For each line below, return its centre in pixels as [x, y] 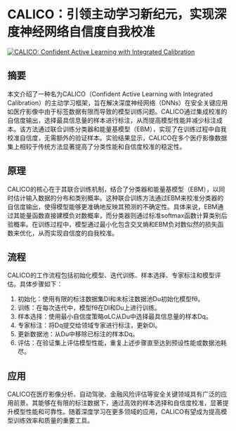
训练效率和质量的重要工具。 [53, 420]
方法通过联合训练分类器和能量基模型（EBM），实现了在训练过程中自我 [126, 129]
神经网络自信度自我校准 [88, 32]
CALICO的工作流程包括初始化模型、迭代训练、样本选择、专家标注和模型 [111, 275]
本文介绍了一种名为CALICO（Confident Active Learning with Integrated [110, 94]
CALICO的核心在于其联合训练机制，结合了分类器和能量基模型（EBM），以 [113, 189]
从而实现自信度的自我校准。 [78, 233]
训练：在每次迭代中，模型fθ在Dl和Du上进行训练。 [89, 308]
